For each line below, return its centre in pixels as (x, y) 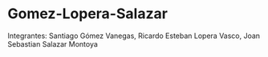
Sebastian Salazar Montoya (53, 44)
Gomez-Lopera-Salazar (87, 14)
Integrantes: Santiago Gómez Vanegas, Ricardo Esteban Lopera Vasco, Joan (134, 36)
